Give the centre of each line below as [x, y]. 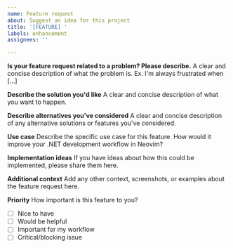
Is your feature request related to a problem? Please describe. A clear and [116, 66]
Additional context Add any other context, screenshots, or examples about [116, 179]
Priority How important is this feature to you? [73, 200]
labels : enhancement [38, 33]
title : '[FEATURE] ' [38, 27]
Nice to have [36, 214]
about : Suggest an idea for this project [69, 20]
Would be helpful [42, 221]
